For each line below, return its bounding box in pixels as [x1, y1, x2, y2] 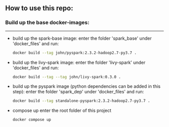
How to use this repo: [5, 4, 73, 13]
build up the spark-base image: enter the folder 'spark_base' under [12, 35, 152, 41]
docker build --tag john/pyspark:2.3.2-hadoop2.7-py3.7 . [12, 50, 137, 55]
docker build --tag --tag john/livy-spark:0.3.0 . [12, 74, 121, 79]
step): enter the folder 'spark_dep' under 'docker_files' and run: [12, 89, 144, 95]
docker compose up [12, 117, 51, 122]
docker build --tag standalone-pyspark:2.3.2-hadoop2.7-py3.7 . [12, 98, 150, 103]
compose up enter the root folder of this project [12, 107, 112, 113]
